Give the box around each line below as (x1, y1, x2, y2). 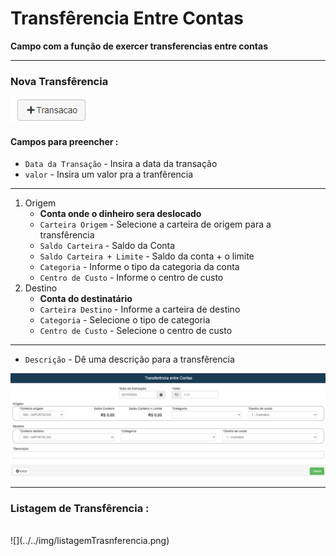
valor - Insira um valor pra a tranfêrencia (24, 168, 194, 181)
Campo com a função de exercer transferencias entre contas (10, 40, 268, 52)
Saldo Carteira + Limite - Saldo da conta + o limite (39, 250, 255, 262)
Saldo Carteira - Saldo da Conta (39, 240, 176, 252)
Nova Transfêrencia (10, 74, 109, 88)
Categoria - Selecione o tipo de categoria (39, 314, 211, 326)
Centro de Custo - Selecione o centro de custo (39, 325, 233, 337)
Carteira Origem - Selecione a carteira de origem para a (39, 218, 272, 231)
